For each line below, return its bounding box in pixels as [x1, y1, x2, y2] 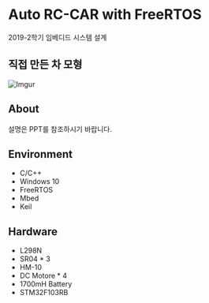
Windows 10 [19, 177, 60, 186]
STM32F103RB [19, 288, 69, 297]
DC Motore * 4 [19, 271, 68, 281]
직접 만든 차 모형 [8, 58, 83, 72]
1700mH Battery [19, 279, 73, 289]
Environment [8, 148, 73, 161]
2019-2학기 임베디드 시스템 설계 [8, 32, 107, 42]
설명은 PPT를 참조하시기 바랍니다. [8, 124, 113, 133]
